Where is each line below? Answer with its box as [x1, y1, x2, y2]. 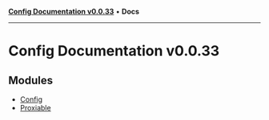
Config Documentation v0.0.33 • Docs [8, 7, 140, 16]
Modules [8, 73, 54, 87]
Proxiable [19, 103, 51, 112]
